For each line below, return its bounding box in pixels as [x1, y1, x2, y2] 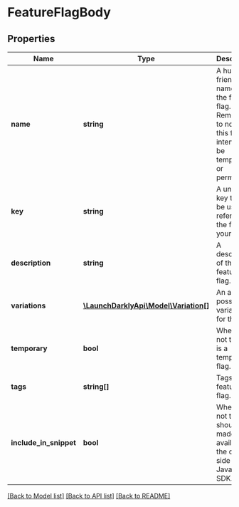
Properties [7, 33, 55, 45]
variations [11, 300, 46, 310]
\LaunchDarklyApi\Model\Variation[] [83, 300, 210, 310]
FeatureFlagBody [7, 4, 112, 21]
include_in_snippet [11, 438, 77, 447]
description [11, 258, 51, 268]
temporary [11, 343, 48, 353]
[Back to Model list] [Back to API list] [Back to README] [7, 492, 171, 500]
